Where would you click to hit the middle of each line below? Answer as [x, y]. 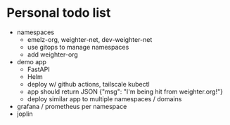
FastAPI [38, 69]
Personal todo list [59, 13]
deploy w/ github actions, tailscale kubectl [88, 84]
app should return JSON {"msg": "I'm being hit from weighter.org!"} [125, 91]
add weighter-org [52, 54]
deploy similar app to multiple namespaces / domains [104, 98]
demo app [32, 61]
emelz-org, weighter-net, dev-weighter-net [90, 39]
